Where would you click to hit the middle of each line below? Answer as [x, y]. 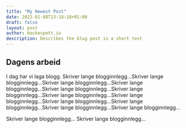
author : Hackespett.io [34, 33]
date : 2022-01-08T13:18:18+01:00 [47, 17]
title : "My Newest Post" [36, 11]
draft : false [22, 22]
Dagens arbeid [33, 62]
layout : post [22, 28]
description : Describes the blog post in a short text [74, 39]
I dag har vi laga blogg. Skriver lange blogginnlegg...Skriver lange [85, 76]
